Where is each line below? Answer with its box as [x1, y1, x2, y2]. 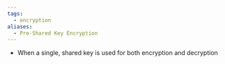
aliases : [7, 23, 33, 30]
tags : [7, 10, 23, 17]
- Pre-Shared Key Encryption [13, 29, 98, 37]
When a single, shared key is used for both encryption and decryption [17, 49, 218, 57]
